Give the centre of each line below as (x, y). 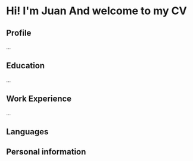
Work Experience (39, 99)
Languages (27, 132)
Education (26, 66)
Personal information (46, 152)
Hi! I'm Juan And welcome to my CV (97, 11)
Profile (19, 33)
